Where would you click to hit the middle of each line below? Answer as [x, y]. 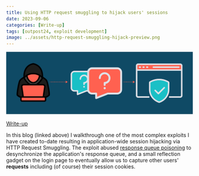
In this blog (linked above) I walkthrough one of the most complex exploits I [98, 135]
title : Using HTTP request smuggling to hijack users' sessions [87, 12]
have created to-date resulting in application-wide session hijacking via [93, 141]
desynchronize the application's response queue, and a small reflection [93, 153]
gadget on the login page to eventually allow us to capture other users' [92, 160]
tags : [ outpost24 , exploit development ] [57, 31]
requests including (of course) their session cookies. [71, 167]
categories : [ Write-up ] [36, 25]
